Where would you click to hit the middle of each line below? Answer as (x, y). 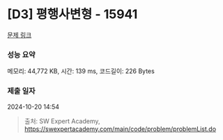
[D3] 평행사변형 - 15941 (72, 14)
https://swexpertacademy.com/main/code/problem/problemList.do (120, 129)
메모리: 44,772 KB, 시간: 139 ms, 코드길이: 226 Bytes (81, 71)
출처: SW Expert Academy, (62, 121)
